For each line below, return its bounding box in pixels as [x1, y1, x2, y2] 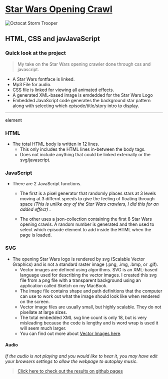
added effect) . [19, 206, 51, 212]
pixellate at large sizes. [19, 309, 67, 315]
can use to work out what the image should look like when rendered [19, 293, 160, 299]
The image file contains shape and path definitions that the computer [19, 288, 162, 294]
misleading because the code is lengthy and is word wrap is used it [19, 319, 158, 326]
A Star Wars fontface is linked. [12, 76, 75, 82]
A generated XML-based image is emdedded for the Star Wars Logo [12, 92, 153, 98]
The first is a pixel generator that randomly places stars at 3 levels [19, 190, 156, 196]
